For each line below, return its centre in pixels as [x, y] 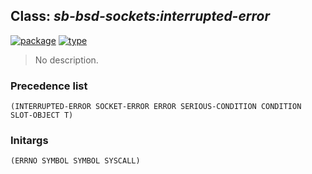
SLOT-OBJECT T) [42, 115]
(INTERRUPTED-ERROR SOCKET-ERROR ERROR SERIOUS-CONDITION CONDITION [156, 107]
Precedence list [49, 86]
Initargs [29, 141]
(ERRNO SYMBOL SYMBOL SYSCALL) [75, 161]
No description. [66, 60]
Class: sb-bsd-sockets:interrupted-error [140, 16]
